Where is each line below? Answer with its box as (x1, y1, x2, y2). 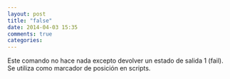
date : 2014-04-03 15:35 (7, 23, 78, 31)
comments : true (7, 30, 53, 38)
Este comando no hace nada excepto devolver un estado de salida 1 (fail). (7, 56, 224, 65)
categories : (7, 37, 43, 44)
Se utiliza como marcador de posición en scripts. (7, 64, 151, 73)
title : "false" (7, 17, 53, 24)
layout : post (7, 10, 46, 18)
